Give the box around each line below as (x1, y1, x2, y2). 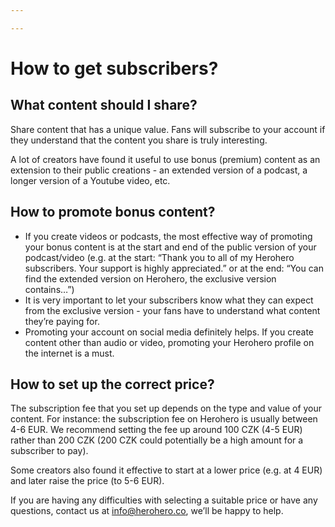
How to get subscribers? (10, 57, 219, 80)
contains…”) (24, 283, 75, 295)
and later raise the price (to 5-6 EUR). (10, 475, 165, 487)
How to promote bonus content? (10, 204, 216, 221)
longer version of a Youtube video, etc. (10, 174, 171, 186)
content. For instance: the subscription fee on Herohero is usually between (10, 413, 318, 425)
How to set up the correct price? (10, 376, 215, 393)
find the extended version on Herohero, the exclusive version (24, 272, 277, 285)
